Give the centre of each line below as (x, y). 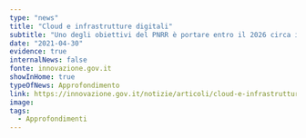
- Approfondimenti (53, 119)
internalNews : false (49, 60)
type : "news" (34, 18)
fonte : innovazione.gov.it (61, 69)
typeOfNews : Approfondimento (65, 85)
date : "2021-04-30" (46, 43)
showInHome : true (42, 77)
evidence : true (38, 52)
